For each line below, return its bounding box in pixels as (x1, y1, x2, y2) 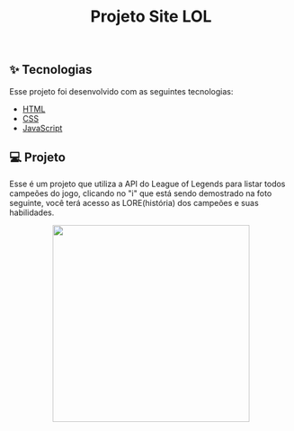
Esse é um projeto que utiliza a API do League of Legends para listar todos (9, 178, 286, 189)
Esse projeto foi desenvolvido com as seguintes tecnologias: (9, 85, 234, 96)
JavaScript (22, 122, 63, 133)
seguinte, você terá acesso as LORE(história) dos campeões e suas (9, 197, 259, 208)
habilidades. (9, 207, 55, 218)
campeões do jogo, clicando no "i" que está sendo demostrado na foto (9, 187, 272, 199)
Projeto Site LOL (90, 6, 212, 27)
